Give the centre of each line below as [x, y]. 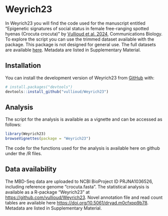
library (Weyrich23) [26, 134]
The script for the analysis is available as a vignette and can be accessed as [84, 120]
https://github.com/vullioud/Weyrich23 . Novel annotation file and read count [84, 197]
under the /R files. [24, 154]
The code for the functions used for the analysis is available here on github [83, 148]
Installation [23, 66]
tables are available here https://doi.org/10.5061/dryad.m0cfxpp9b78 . [77, 202]
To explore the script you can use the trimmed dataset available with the [80, 39]
